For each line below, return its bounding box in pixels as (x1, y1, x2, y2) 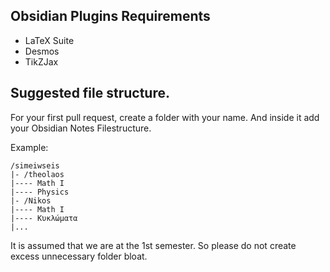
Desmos (24, 45, 60, 57)
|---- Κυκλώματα (10, 213, 78, 223)
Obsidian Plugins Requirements (10, 8, 211, 25)
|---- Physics (10, 187, 70, 197)
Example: (10, 141, 49, 153)
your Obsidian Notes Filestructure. (10, 122, 152, 134)
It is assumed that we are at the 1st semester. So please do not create (10, 239, 297, 251)
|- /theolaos (10, 169, 65, 179)
